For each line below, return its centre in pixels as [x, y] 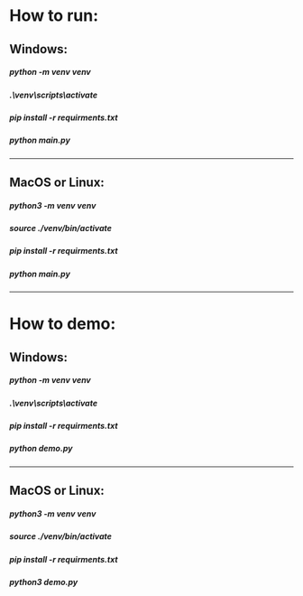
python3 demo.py [44, 582]
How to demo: [63, 324]
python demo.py [41, 449]
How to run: [54, 16]
